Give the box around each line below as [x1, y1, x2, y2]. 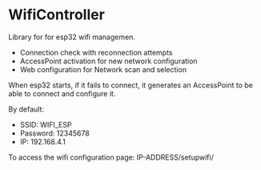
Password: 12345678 [19, 128, 90, 138]
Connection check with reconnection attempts [19, 47, 173, 57]
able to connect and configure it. [8, 88, 116, 98]
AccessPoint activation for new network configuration [19, 56, 198, 66]
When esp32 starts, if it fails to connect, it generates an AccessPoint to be [8, 80, 254, 90]
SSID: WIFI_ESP [19, 119, 72, 129]
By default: [8, 104, 45, 114]
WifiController [8, 6, 106, 24]
